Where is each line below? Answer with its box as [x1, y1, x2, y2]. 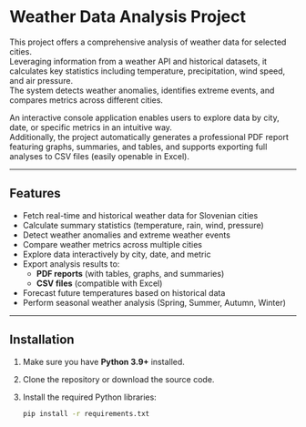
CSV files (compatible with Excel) [36, 278, 163, 289]
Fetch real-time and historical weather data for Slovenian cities [22, 209, 259, 220]
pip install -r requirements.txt [22, 409, 150, 418]
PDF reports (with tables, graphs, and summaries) [36, 268, 225, 279]
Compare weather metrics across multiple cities [22, 239, 203, 249]
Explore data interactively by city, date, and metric [22, 249, 211, 259]
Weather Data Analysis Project [9, 6, 247, 27]
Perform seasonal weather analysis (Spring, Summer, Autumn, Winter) [22, 297, 287, 308]
